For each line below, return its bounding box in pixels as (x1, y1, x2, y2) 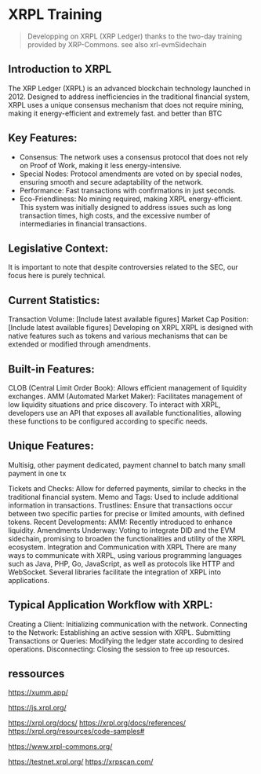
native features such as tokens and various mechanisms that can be (8, 332, 228, 341)
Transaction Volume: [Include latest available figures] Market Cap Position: (8, 314, 249, 324)
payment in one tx (8, 468, 67, 478)
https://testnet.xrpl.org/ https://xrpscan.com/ (8, 757, 154, 767)
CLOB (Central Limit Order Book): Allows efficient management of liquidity (8, 383, 247, 392)
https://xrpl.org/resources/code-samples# (8, 727, 145, 736)
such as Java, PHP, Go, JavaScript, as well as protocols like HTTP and (8, 559, 235, 568)
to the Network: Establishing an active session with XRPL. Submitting (8, 627, 231, 637)
